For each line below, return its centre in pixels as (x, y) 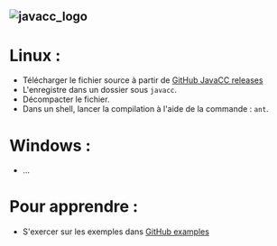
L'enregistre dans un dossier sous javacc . (100, 90)
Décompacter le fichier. (66, 99)
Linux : (35, 55)
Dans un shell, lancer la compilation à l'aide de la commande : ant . (145, 109)
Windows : (50, 146)
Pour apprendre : (74, 207)
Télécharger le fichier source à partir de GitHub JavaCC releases (143, 80)
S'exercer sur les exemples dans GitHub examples (116, 232)
